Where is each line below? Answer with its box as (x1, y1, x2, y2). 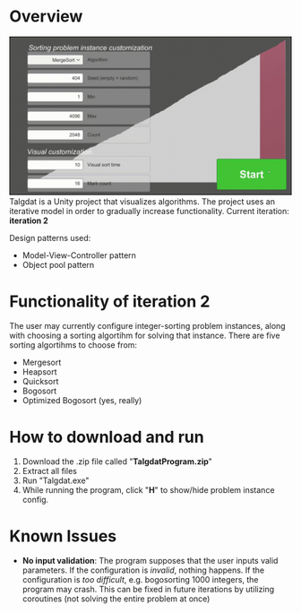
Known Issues (9, 526, 117, 546)
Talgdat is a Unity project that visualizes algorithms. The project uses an (9, 196, 276, 207)
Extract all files (21, 466, 78, 477)
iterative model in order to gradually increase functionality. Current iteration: (9, 206, 289, 217)
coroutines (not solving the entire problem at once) (21, 593, 211, 604)
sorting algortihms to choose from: (9, 340, 137, 350)
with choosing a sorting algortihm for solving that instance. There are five (9, 330, 280, 341)
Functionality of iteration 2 (9, 291, 211, 311)
